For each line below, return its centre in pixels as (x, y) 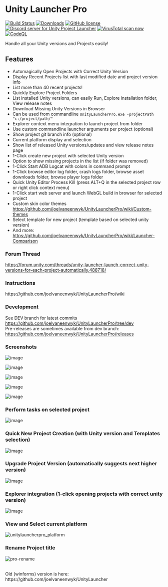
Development (22, 307)
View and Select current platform (46, 524)
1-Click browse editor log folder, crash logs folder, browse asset (78, 171)
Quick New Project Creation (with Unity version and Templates (82, 434)
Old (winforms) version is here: (37, 574)
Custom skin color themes (39, 204)
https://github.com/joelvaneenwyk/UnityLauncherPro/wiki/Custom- (82, 209)
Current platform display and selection (52, 139)
